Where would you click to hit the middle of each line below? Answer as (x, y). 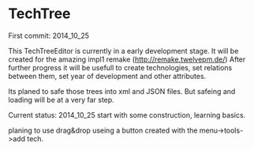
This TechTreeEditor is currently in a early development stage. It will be (123, 51)
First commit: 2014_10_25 (49, 36)
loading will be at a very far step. (61, 99)
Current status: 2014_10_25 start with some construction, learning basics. (127, 114)
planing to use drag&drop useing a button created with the (103, 130)
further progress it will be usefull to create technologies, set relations (120, 67)
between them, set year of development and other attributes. (107, 76)
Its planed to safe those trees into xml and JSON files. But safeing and (122, 91)
